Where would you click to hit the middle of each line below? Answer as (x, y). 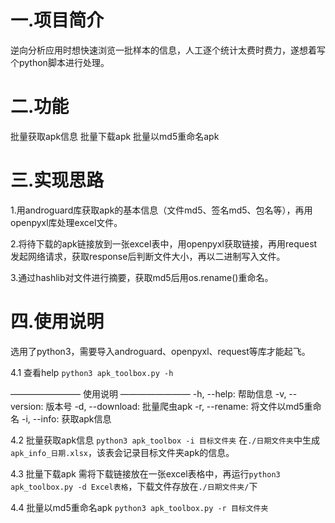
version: (27, 406)
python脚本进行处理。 (64, 62)
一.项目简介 (57, 20)
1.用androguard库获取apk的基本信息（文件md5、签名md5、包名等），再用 (161, 210)
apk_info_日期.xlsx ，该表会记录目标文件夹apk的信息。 (122, 452)
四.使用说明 (57, 322)
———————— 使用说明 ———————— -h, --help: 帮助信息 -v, (148, 393)
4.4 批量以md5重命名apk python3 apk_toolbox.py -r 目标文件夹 (139, 507)
